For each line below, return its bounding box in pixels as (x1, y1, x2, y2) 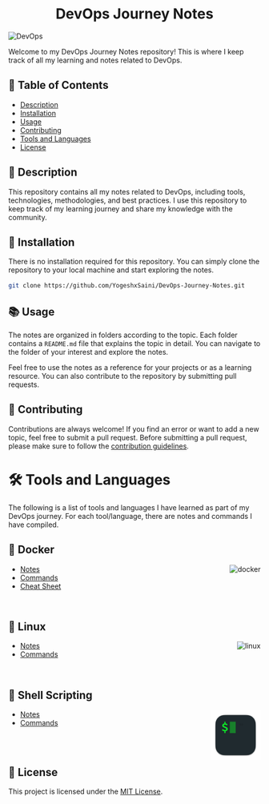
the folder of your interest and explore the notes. (8, 348, 169, 357)
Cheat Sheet (19, 581, 62, 591)
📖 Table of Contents (8, 78, 109, 92)
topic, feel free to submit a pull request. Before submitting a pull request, (8, 432, 247, 442)
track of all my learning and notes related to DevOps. (8, 55, 183, 65)
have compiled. (8, 520, 59, 529)
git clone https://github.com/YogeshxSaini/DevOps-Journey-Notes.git (8, 282, 246, 290)
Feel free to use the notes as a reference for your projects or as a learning (8, 363, 252, 372)
